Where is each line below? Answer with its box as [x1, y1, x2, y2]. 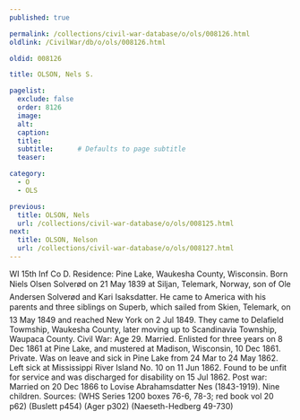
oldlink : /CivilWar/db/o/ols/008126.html [9, 38, 167, 47]
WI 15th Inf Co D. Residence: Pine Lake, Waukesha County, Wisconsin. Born [9, 268, 288, 279]
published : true [9, 13, 70, 22]
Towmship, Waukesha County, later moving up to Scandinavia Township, [9, 324, 278, 335]
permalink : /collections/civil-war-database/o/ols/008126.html [9, 29, 251, 39]
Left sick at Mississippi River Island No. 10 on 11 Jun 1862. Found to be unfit [9, 362, 287, 372]
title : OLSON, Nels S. [9, 70, 94, 79]
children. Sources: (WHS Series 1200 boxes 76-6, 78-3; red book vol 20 [9, 390, 275, 401]
